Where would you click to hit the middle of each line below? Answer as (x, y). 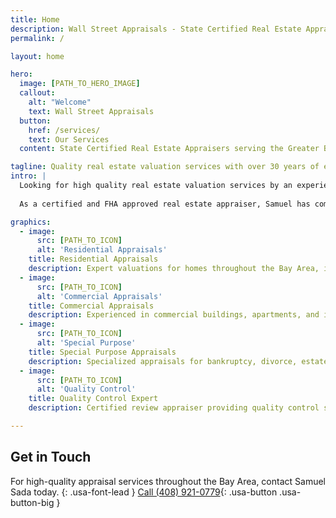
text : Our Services (69, 139)
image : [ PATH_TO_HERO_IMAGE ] (80, 84)
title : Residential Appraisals (93, 259)
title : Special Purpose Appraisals (102, 352)
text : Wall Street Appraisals (91, 111)
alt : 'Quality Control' (86, 389)
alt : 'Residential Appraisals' (102, 250)
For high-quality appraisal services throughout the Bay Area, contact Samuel (168, 481)
